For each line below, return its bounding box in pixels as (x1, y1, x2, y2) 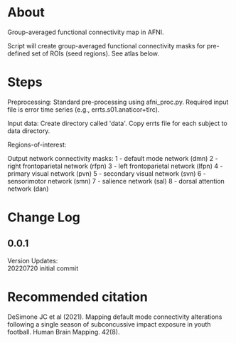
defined (7, 49, 31, 58)
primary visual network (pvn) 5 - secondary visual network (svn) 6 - (7, 169, 206, 178)
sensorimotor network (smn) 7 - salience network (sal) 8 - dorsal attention (7, 176, 225, 185)
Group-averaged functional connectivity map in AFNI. (7, 28, 165, 36)
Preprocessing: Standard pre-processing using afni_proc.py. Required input (7, 97, 229, 106)
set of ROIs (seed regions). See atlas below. (31, 49, 160, 58)
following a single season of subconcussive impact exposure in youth (7, 320, 211, 328)
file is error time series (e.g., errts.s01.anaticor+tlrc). (7, 105, 160, 114)
